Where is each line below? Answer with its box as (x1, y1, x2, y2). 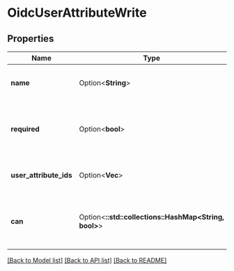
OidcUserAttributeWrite (7, 5, 148, 21)
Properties (7, 33, 54, 45)
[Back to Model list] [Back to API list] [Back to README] (7, 256, 167, 264)
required (10, 124, 40, 134)
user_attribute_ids (10, 171, 72, 180)
